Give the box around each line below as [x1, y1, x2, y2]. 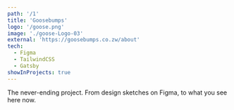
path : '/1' [7, 10, 39, 18]
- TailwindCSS [13, 56, 55, 63]
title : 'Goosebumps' [7, 17, 68, 24]
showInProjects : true [7, 69, 71, 76]
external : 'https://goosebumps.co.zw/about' [7, 36, 140, 43]
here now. [7, 95, 37, 104]
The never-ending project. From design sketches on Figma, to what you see [7, 88, 228, 97]
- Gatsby [13, 62, 39, 69]
